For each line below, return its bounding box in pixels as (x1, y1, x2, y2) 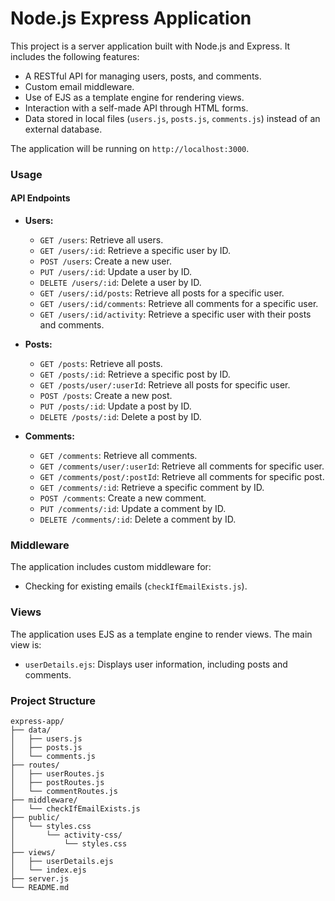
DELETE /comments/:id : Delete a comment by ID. (39, 513, 237, 526)
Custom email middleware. (24, 80, 135, 92)
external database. (24, 123, 103, 135)
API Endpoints (10, 192, 71, 204)
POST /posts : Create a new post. (39, 390, 173, 402)
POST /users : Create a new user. (39, 255, 172, 267)
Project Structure (10, 693, 96, 707)
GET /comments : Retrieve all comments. (39, 450, 198, 462)
